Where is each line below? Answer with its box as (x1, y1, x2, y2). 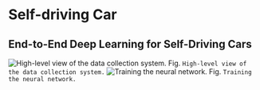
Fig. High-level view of (167, 58, 247, 68)
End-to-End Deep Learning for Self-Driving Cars (8, 37, 253, 51)
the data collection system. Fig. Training (8, 67, 253, 76)
